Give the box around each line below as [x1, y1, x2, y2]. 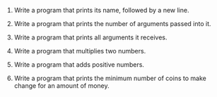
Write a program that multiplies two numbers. [13, 47, 146, 55]
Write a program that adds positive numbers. [13, 60, 145, 69]
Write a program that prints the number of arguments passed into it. [13, 20, 211, 27]
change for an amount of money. [13, 82, 110, 90]
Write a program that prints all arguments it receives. [13, 33, 168, 41]
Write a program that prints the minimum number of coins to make [13, 74, 206, 82]
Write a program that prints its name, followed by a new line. [13, 6, 189, 14]
